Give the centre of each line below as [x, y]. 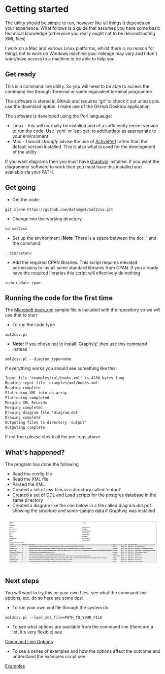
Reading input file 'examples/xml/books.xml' [52, 383]
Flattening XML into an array [36, 393]
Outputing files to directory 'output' [46, 423]
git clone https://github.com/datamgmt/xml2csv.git [59, 209]
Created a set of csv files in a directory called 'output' [67, 490]
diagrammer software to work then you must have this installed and [73, 166]
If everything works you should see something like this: [61, 368]
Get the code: [26, 200]
